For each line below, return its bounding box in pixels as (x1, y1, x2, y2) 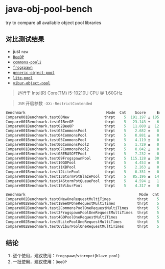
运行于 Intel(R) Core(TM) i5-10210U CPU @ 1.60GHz (17, 90, 123, 96)
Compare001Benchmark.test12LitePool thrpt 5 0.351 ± (5, 169, 151, 175)
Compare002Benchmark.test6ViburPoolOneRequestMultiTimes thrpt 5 (5, 224, 160, 229)
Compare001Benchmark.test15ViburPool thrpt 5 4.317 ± (5, 183, 151, 188)
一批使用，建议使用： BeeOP (12, 259, 67, 265)
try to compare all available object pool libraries (5, 20, 102, 26)
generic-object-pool (12, 70, 55, 75)
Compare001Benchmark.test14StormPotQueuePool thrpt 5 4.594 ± (5, 178, 151, 184)
